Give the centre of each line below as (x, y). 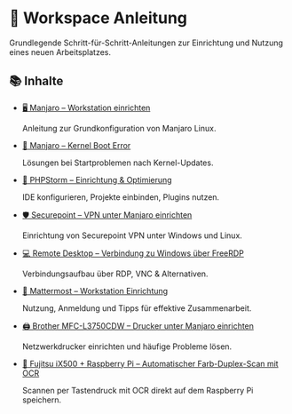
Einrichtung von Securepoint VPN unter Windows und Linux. (132, 235)
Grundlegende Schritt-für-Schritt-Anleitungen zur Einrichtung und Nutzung (146, 43)
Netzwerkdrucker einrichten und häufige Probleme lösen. (127, 346)
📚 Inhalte (36, 81)
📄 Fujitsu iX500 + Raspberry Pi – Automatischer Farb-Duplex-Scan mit (150, 363)
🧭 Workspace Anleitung (99, 18)
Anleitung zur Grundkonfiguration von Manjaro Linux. (119, 128)
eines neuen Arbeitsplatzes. (60, 52)
